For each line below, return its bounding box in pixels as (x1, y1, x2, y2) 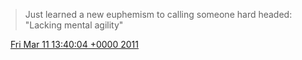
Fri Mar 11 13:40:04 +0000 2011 (9, 39, 139, 50)
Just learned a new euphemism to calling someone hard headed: (24, 9, 293, 20)
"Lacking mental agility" (24, 19, 124, 31)
